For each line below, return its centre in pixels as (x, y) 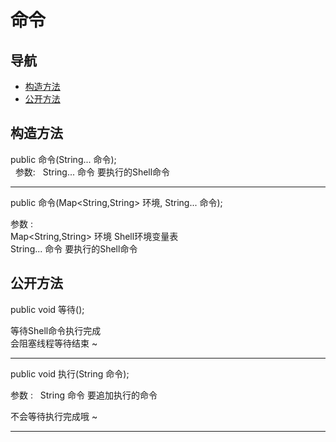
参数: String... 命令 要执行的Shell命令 (92, 172)
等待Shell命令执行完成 (56, 330)
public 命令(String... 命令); (63, 159)
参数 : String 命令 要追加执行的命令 (84, 395)
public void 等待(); (47, 309)
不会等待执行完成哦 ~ (54, 416)
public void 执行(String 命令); (70, 373)
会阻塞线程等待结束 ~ (54, 343)
